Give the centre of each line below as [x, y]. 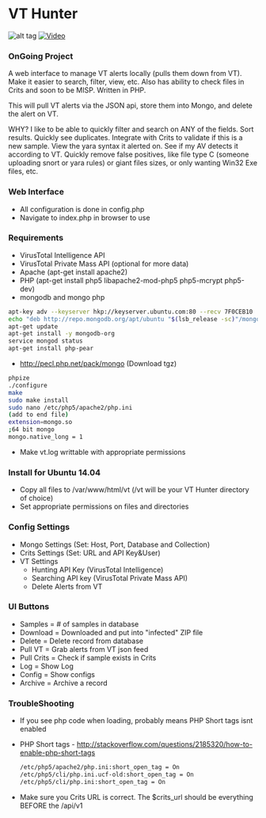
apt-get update [33, 326]
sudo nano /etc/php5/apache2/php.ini [70, 407]
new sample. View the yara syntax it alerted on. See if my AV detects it [123, 146]
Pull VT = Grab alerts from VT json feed [84, 649]
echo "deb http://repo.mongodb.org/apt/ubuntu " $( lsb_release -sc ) [122, 319]
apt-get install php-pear [51, 349]
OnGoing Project [41, 56]
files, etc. [23, 172]
